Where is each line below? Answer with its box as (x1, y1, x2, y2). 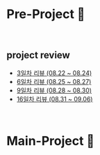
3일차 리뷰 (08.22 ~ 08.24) (16, 69, 92, 77)
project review (6, 49, 70, 61)
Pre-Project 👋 (6, 6, 85, 22)
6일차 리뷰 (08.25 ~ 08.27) (16, 77, 92, 85)
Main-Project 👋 (6, 133, 95, 149)
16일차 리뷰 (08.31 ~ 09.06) (16, 95, 93, 103)
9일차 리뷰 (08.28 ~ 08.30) (16, 86, 92, 95)
